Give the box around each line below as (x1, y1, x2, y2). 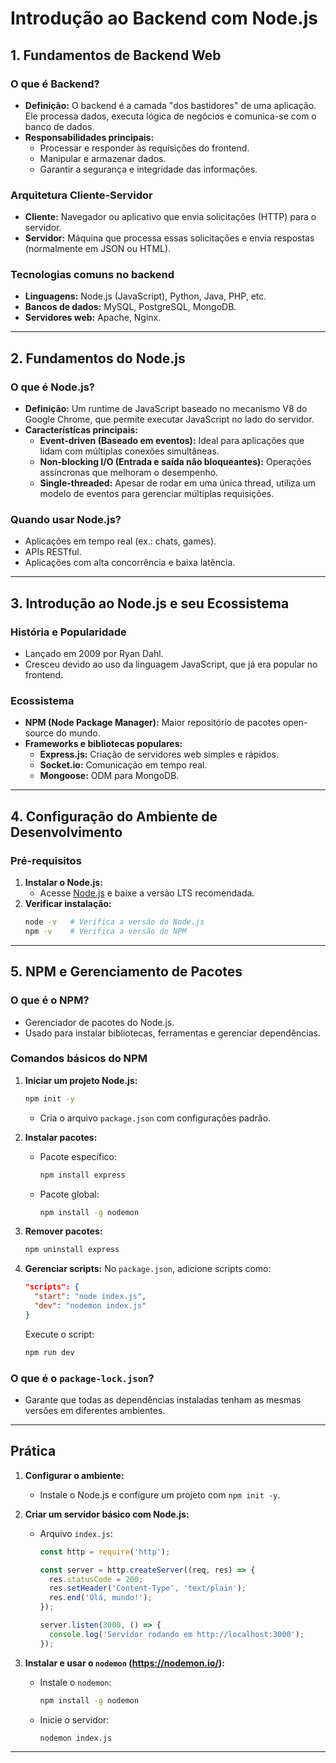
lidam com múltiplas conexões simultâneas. (39, 445, 220, 457)
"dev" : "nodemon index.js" (34, 1301, 147, 1311)
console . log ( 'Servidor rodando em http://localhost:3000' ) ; (48, 1629, 305, 1639)
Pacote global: (39, 1188, 100, 1200)
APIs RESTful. (24, 546, 82, 558)
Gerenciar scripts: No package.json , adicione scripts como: (24, 1263, 272, 1275)
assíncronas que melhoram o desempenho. (39, 467, 219, 479)
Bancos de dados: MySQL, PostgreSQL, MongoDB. (24, 301, 237, 313)
